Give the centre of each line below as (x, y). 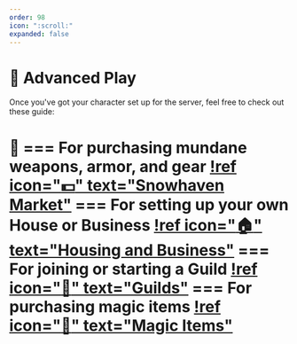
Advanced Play (80, 78)
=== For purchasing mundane (135, 148)
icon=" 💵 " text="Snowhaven (117, 185)
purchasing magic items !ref (115, 306)
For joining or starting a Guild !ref (133, 269)
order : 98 (27, 17)
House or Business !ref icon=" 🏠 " (136, 225)
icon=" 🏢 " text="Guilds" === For (131, 288)
